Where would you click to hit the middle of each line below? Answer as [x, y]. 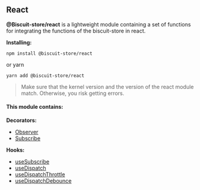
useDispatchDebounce [43, 181]
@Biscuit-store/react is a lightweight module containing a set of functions [98, 24]
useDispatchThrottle [40, 174]
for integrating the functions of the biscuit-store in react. [76, 31]
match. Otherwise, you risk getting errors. [72, 93]
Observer [27, 132]
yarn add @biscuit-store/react [45, 75]
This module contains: [35, 107]
